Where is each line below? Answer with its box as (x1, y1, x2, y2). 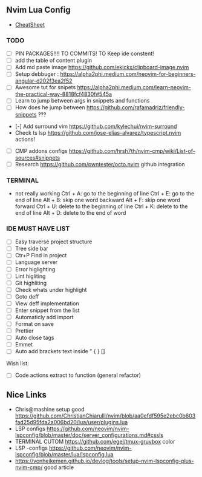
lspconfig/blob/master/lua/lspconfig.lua (15, 451, 114, 458)
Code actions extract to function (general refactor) (15, 371, 141, 379)
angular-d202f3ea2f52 (15, 77, 73, 84)
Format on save (15, 320, 54, 328)
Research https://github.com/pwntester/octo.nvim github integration (15, 160, 186, 167)
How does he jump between (15, 104, 86, 111)
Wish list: (6, 360, 29, 367)
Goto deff (15, 293, 39, 300)
